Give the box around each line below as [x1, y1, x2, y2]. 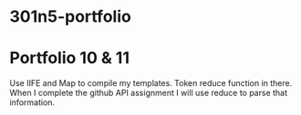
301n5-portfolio [9, 6, 132, 27]
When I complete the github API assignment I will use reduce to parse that [9, 88, 288, 99]
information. [9, 97, 56, 108]
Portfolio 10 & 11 [9, 48, 130, 69]
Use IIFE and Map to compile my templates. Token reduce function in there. [9, 78, 293, 89]
